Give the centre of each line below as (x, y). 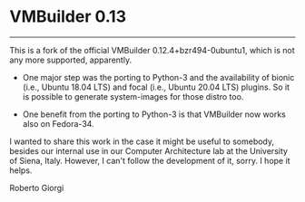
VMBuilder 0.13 (68, 17)
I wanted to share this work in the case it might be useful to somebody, (142, 141)
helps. (21, 170)
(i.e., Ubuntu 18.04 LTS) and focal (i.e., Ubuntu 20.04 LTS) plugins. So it (156, 87)
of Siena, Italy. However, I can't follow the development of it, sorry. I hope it (150, 160)
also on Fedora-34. (58, 123)
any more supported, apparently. (71, 60)
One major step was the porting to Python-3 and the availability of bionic (158, 77)
